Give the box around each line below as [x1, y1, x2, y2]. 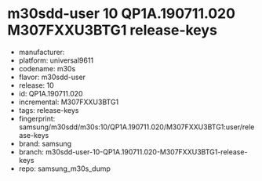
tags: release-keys [18, 105, 79, 114]
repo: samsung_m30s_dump [18, 164, 111, 173]
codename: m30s [18, 63, 76, 73]
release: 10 [18, 80, 54, 90]
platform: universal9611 [18, 56, 94, 65]
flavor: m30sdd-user [18, 72, 86, 81]
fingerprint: [18, 114, 56, 123]
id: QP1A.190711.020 [18, 89, 83, 98]
